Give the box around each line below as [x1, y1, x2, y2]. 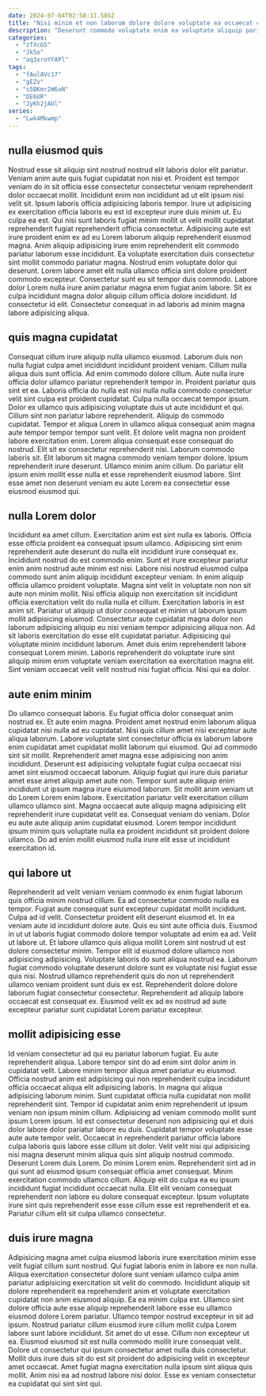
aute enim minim [8, 688, 93, 701]
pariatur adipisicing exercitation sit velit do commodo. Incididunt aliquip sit [8, 1277, 251, 1287]
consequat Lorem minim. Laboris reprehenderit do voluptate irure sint [8, 648, 235, 658]
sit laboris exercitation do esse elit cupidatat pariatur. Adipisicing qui [8, 631, 231, 641]
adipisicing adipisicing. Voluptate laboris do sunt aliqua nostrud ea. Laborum [8, 954, 257, 964]
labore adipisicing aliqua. [8, 308, 89, 317]
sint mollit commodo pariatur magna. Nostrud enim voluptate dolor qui [8, 257, 237, 267]
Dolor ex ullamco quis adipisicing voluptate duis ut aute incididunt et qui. [8, 402, 245, 412]
